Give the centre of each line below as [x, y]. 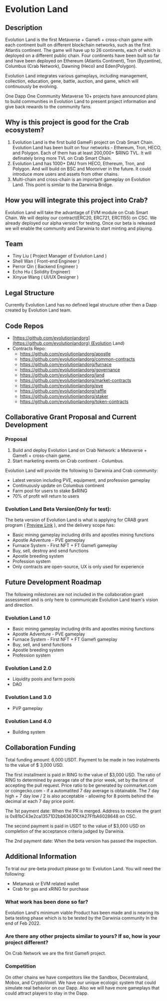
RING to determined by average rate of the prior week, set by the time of [80, 780]
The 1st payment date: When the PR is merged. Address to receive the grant [83, 811]
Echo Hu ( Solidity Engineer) [41, 272]
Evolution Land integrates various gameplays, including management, [77, 76]
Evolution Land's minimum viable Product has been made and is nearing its [82, 913]
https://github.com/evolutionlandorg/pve [61, 386]
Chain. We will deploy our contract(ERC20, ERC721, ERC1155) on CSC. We [81, 218]
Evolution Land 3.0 [28, 697]
